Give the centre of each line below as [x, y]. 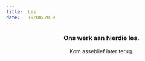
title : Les [21, 12]
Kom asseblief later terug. [101, 51]
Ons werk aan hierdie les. [101, 38]
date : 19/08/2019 [31, 17]
